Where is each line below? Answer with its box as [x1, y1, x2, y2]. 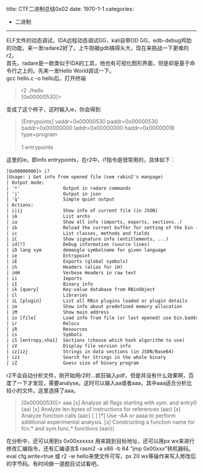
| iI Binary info [6, 281, 94, 287]
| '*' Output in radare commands [6, 185, 131, 191]
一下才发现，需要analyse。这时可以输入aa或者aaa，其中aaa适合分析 [16, 379, 187, 386]
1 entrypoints [21, 144, 54, 150]
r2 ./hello [21, 87, 44, 94]
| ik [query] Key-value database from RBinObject [6, 287, 155, 293]
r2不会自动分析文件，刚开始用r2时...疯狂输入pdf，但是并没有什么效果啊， [6, 372, 189, 379]
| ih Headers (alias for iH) [6, 264, 123, 270]
